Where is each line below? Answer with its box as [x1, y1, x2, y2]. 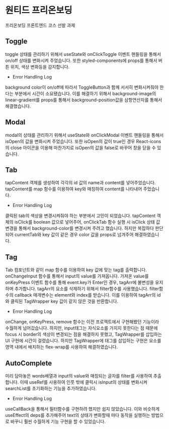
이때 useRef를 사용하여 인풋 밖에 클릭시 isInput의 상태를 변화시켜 [20, 379, 147, 385]
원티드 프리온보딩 [5, 5, 72, 16]
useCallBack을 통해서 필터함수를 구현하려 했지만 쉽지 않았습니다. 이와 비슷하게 [5, 406, 160, 412]
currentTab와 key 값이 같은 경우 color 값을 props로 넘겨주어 [14, 232, 134, 238]
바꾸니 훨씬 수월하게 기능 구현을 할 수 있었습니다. [10, 418, 106, 424]
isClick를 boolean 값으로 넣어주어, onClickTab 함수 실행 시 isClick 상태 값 [14, 219, 160, 225]
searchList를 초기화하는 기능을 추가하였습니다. [5, 386, 97, 391]
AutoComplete [5, 359, 52, 368]
